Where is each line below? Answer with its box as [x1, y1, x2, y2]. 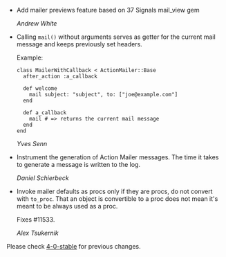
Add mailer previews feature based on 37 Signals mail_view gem [16, 6, 200, 14]
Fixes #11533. [16, 215, 55, 224]
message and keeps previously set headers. [16, 40, 142, 48]
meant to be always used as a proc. [16, 202, 118, 210]
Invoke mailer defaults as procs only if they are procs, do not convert [16, 187, 213, 195]
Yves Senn [16, 140, 48, 148]
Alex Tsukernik [16, 229, 59, 237]
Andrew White [16, 19, 57, 27]
